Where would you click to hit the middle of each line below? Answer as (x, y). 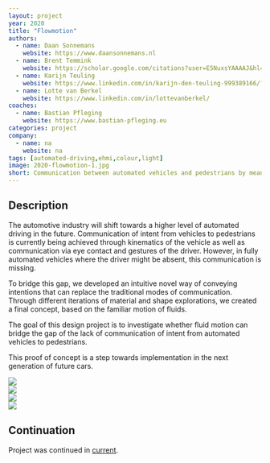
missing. (22, 267)
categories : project (43, 128)
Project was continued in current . (63, 450)
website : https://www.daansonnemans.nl (90, 53)
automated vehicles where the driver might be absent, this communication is (135, 259)
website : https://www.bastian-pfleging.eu (95, 121)
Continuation (42, 430)
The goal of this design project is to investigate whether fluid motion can (128, 325)
